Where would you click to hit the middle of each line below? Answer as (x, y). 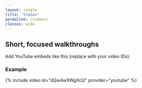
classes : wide (20, 24)
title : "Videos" (22, 15)
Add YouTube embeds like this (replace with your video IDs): (68, 56)
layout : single (21, 10)
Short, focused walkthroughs (52, 44)
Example (16, 69)
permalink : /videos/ (27, 19)
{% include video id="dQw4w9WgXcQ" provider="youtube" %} (71, 80)
